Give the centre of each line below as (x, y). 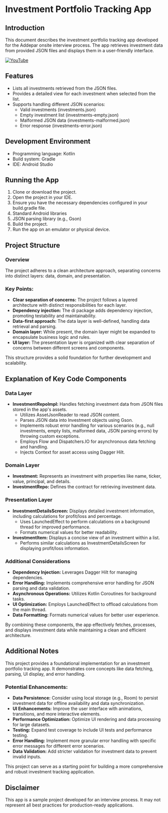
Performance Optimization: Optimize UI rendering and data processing (87, 719)
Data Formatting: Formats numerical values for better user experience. (86, 615)
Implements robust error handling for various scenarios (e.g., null (87, 425)
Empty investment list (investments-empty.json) (69, 115)
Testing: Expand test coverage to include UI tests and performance (82, 730)
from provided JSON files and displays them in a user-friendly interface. (80, 51)
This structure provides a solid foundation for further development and (78, 357)
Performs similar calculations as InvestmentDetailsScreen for (83, 543)
